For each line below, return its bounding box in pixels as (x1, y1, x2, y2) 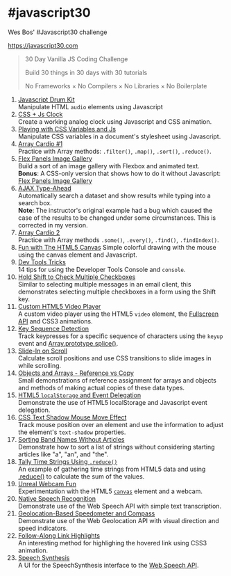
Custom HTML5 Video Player (17, 302, 101, 310)
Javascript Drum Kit (17, 95, 75, 104)
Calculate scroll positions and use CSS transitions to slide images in (17, 353, 212, 362)
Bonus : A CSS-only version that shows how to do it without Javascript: (17, 169, 221, 177)
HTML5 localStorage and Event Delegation (17, 391, 142, 399)
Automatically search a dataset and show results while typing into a (17, 191, 211, 200)
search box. (17, 198, 52, 207)
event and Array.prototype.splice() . (17, 339, 119, 347)
